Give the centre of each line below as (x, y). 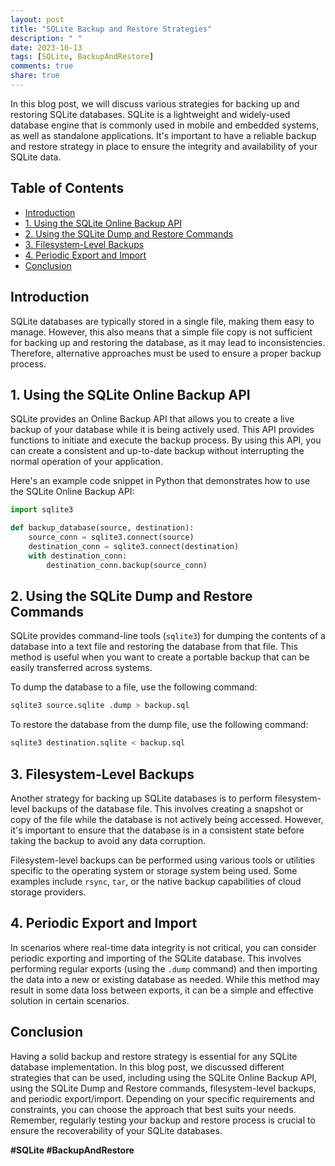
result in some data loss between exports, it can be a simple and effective (162, 990)
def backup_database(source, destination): (102, 528)
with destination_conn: (78, 556)
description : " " (46, 38)
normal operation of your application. (86, 462)
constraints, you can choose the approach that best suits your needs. (153, 1109)
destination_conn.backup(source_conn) (127, 565)
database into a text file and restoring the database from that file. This (154, 647)
